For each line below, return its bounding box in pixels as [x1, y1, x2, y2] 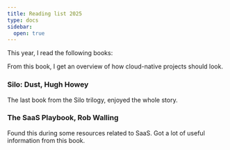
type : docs [7, 17, 39, 24]
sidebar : [7, 23, 33, 30]
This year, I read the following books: [7, 49, 113, 57]
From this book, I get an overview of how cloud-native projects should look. [7, 62, 224, 70]
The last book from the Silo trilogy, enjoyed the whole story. [7, 96, 179, 104]
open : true [13, 29, 45, 37]
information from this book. [7, 136, 85, 144]
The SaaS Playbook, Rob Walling [7, 113, 119, 123]
